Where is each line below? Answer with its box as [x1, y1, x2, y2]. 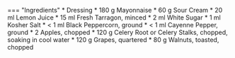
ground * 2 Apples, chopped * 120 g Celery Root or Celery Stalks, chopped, [7, 28, 228, 36]
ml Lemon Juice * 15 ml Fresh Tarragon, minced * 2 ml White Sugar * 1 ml [7, 13, 221, 22]
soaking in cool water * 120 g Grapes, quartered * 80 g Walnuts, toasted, [7, 36, 219, 44]
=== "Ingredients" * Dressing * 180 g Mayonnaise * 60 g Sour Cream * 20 [7, 6, 223, 14]
